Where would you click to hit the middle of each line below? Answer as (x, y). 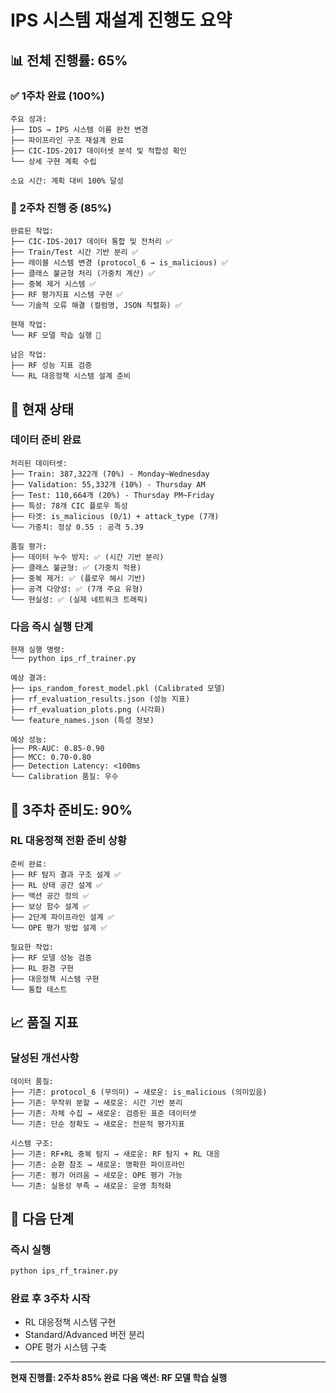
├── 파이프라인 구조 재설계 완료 (67, 140)
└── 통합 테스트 (39, 989)
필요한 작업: (32, 947)
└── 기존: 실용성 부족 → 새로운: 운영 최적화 (91, 1186)
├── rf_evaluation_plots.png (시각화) (88, 710)
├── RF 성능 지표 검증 (51, 366)
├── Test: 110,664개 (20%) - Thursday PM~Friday (112, 495)
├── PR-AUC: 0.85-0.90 (57, 749)
